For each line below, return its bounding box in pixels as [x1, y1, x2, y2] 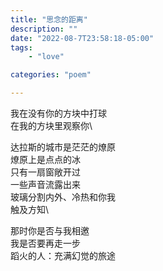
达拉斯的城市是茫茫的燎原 [10, 141, 116, 153]
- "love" [28, 52, 65, 62]
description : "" [10, 24, 78, 34]
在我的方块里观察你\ [10, 120, 93, 131]
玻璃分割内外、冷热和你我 [10, 191, 116, 203]
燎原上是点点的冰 [10, 154, 81, 165]
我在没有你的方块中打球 [10, 107, 107, 119]
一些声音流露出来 [10, 179, 81, 190]
